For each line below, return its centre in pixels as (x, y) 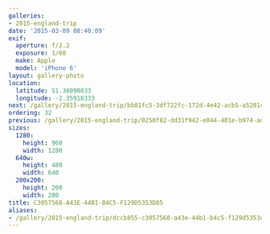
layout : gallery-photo (46, 76)
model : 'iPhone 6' (47, 68)
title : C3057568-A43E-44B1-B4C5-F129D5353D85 (86, 203)
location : (25, 83)
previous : (25, 121)
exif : (17, 38)
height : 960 (43, 143)
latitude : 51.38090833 (53, 90)
